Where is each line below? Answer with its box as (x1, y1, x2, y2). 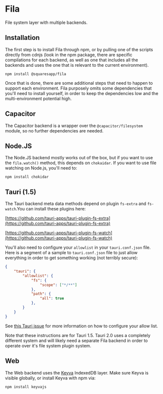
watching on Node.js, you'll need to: (5, 165, 77, 171)
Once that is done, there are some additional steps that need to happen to (5, 80, 153, 86)
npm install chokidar (5, 174, 49, 180)
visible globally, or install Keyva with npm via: (5, 375, 96, 381)
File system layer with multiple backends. (5, 19, 88, 25)
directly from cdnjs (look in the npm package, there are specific (5, 52, 132, 57)
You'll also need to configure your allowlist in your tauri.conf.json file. (5, 244, 151, 250)
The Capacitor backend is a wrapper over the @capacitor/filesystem (5, 123, 143, 129)
